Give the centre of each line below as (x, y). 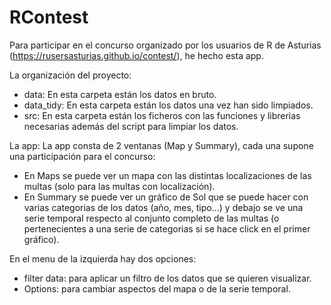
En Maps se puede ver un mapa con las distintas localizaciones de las (167, 175)
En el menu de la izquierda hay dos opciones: (103, 258)
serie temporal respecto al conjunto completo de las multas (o (151, 218)
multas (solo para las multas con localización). (119, 186)
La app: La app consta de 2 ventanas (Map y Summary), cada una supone (161, 145)
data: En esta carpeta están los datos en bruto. (120, 94)
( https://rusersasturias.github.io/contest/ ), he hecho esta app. (136, 55)
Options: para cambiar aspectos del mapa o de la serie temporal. (157, 288)
